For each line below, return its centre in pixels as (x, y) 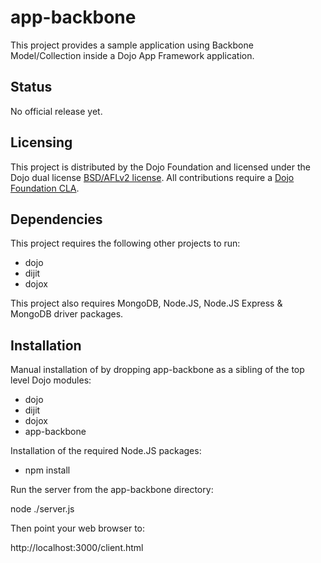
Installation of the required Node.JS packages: (106, 451)
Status (31, 87)
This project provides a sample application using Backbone (132, 45)
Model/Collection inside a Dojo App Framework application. (132, 55)
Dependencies (56, 219)
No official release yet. (56, 111)
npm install (47, 470)
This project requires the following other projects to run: (125, 243)
